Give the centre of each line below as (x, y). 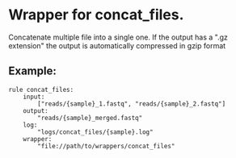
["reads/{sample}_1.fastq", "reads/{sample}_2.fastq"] (132, 104)
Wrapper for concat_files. (96, 15)
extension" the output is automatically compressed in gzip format (117, 45)
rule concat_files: (41, 89)
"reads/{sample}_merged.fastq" (90, 118)
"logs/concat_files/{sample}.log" (95, 132)
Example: (32, 71)
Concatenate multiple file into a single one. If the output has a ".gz (118, 37)
